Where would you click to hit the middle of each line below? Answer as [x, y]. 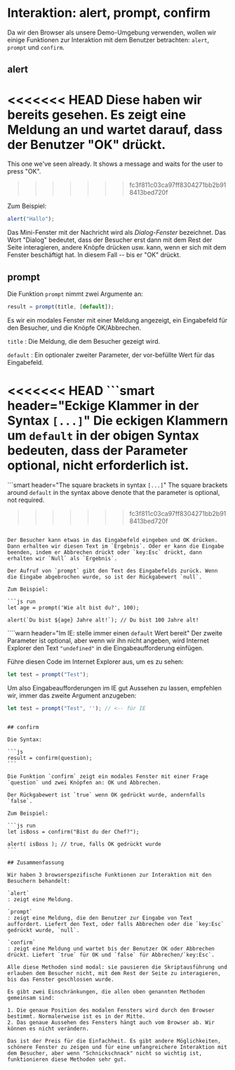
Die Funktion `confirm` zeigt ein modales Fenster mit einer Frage [108, 776]
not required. [26, 500]
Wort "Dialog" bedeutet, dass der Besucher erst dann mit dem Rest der [110, 240]
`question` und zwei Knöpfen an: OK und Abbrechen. [84, 782]
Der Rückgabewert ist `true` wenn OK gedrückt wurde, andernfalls [106, 795]
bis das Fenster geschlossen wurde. [61, 979]
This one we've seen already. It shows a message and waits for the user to [115, 164]
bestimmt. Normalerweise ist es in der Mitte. [76, 1016]
